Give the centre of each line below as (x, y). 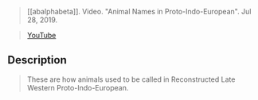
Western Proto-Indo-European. (78, 87)
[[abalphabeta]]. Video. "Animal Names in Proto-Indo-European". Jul (139, 12)
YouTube (41, 35)
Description (37, 60)
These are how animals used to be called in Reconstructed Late (131, 79)
